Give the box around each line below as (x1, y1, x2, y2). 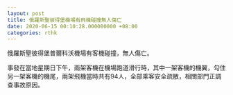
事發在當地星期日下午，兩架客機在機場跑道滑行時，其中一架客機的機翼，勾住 (7, 63, 226, 72)
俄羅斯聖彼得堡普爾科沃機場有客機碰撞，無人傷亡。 (7, 49, 153, 57)
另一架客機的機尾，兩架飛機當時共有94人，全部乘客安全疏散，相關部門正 (7, 72, 216, 81)
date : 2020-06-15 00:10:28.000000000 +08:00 (7, 23, 138, 30)
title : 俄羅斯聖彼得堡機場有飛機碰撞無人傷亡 (7, 17, 123, 23)
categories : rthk (7, 29, 58, 36)
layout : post (7, 10, 45, 17)
